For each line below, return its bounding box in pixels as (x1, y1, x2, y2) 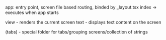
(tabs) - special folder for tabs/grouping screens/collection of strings (5, 29, 148, 34)
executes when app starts (5, 9, 59, 15)
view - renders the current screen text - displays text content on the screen (5, 19, 162, 25)
